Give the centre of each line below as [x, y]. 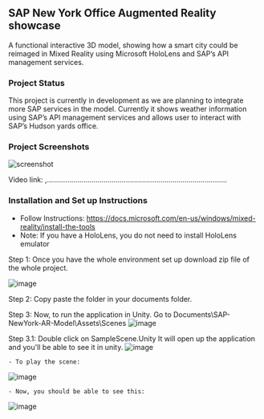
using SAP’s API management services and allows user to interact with [125, 118]
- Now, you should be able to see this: [77, 391]
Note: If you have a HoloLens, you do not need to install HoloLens [128, 235]
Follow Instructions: [52, 218]
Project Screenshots [49, 147]
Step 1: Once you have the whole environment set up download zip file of [129, 259]
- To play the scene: [45, 362]
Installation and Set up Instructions [78, 201]
